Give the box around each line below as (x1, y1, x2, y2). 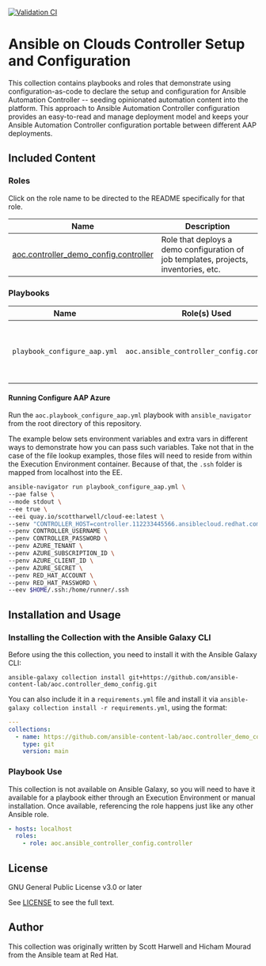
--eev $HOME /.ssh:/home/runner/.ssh (8, 586, 129, 594)
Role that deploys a (161, 234, 233, 245)
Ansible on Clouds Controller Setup (8, 36, 245, 53)
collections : (8, 725, 51, 733)
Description (184, 220, 230, 231)
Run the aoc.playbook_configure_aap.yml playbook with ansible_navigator (8, 410, 252, 420)
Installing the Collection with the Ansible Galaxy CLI (8, 632, 211, 643)
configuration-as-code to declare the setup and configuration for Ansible (8, 86, 247, 96)
